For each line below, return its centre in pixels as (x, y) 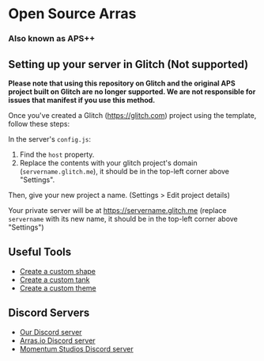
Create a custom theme (58, 288)
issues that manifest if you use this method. (82, 100)
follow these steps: (39, 123)
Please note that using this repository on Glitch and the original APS (122, 83)
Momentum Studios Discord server (77, 348)
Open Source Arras (72, 14)
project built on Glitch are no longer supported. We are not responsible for (132, 91)
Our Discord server (51, 332)
